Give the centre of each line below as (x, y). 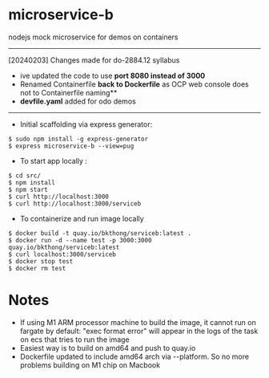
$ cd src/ (25, 175)
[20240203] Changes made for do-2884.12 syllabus (94, 60)
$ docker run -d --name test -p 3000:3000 (80, 240)
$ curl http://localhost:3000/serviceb (75, 203)
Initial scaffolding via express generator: (86, 124)
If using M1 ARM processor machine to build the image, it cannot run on (138, 322)
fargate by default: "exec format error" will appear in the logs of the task (139, 331)
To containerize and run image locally (82, 218)
